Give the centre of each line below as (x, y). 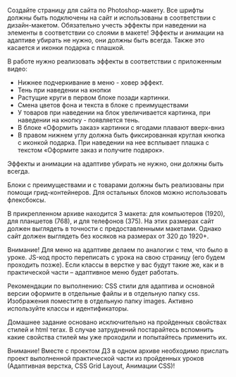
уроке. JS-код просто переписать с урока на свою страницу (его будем (116, 257)
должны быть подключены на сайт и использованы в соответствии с (112, 18)
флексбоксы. (27, 200)
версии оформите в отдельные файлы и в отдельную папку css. (104, 293)
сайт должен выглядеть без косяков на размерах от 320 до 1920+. (108, 236)
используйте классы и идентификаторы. (68, 309)
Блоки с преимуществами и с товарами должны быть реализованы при (116, 185)
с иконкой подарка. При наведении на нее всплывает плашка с (113, 143)
